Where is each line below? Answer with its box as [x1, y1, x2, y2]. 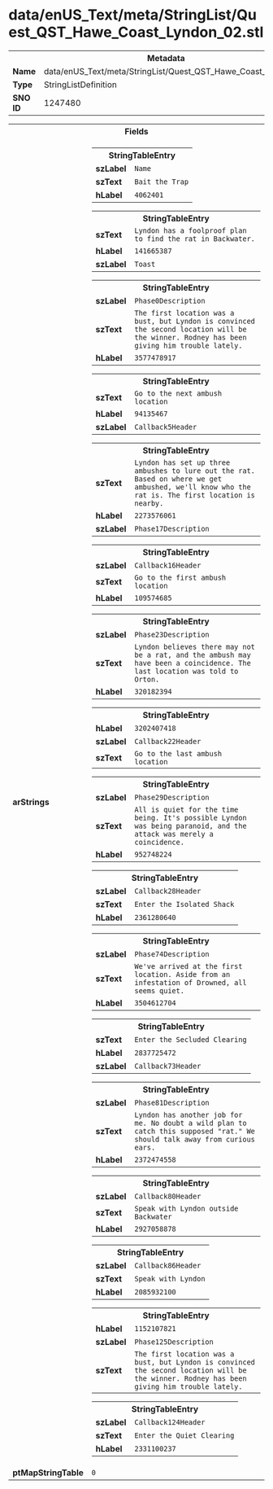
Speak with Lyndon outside [133, 1203, 239, 1213]
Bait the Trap [133, 177, 189, 186]
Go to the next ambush [133, 388, 222, 398]
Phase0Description [133, 296, 206, 305]
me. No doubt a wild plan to [133, 1118, 247, 1128]
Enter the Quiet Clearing [133, 1430, 235, 1440]
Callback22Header [133, 737, 201, 746]
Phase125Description [133, 1337, 214, 1347]
